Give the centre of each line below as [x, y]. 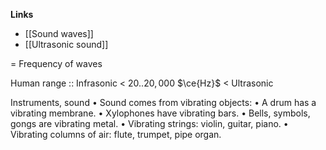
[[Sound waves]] [59, 33]
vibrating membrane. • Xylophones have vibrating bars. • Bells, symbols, [160, 113]
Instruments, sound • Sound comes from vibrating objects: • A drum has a [163, 102]
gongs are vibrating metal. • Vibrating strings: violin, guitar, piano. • [149, 123]
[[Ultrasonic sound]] [66, 44]
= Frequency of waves [56, 63]
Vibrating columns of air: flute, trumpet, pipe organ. [116, 134]
